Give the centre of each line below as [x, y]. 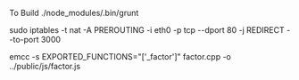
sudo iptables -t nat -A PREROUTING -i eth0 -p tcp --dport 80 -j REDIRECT [147, 30]
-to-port [24, 40]
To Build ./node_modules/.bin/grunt [74, 13]
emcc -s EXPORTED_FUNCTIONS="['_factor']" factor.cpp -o [120, 56]
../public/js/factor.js [45, 66]
